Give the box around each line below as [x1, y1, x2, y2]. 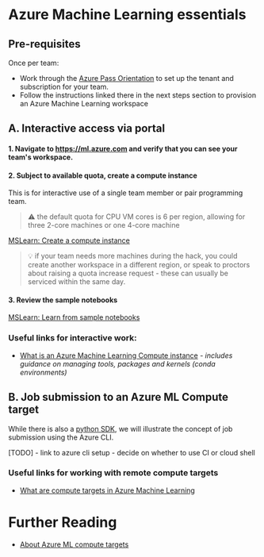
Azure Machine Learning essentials [8, 6, 247, 24]
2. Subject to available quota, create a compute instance [8, 171, 198, 180]
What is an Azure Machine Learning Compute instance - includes [19, 351, 233, 360]
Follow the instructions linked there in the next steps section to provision [19, 90, 256, 100]
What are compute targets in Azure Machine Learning [19, 486, 196, 495]
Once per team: [8, 58, 59, 67]
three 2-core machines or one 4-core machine [27, 221, 180, 230]
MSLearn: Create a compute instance [8, 236, 131, 245]
